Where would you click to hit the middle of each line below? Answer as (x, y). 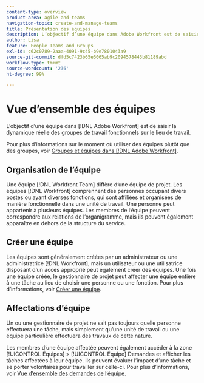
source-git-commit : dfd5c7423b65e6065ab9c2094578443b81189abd (87, 57)
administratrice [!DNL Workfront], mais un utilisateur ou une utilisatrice (94, 263)
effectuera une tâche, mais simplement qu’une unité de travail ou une (93, 329)
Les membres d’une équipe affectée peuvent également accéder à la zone (99, 347)
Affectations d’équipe (48, 308)
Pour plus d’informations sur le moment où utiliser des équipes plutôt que (98, 144)
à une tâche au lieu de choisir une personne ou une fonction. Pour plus (95, 282)
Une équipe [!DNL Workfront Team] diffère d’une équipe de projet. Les (94, 185)
